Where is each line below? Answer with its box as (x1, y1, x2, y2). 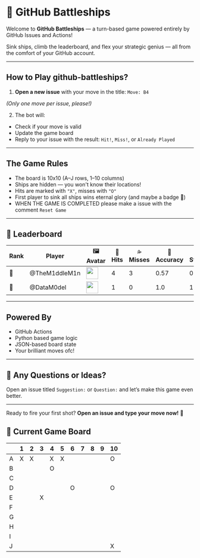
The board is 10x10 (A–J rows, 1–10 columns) (14, 174, 125, 182)
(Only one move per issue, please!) (6, 100, 92, 107)
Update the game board (14, 129, 74, 136)
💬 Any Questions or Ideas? (6, 370, 107, 380)
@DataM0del (29, 283, 67, 292)
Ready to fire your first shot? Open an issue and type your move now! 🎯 (6, 409, 184, 416)
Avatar (86, 257, 106, 265)
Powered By (6, 312, 52, 322)
